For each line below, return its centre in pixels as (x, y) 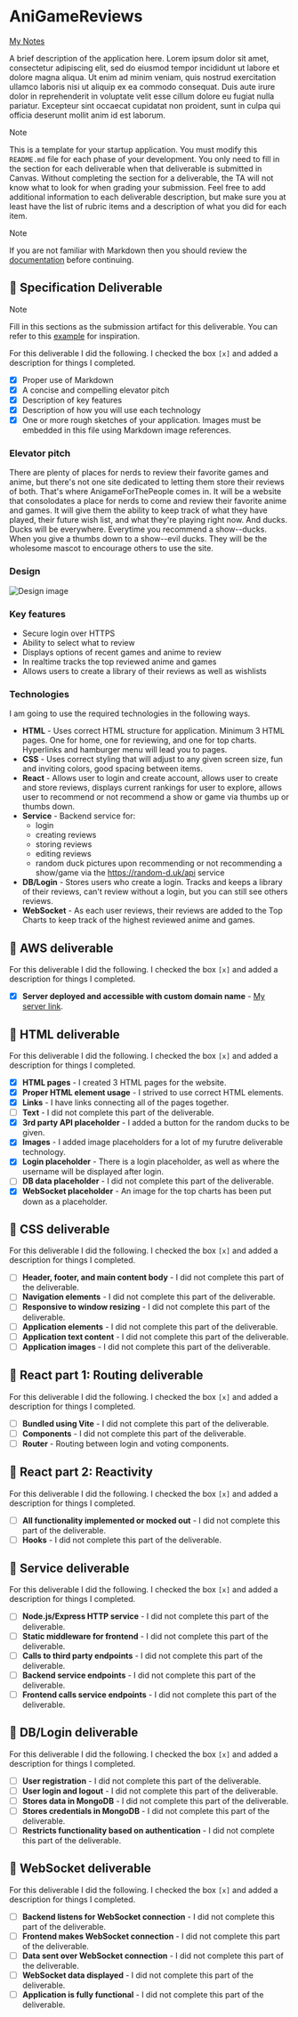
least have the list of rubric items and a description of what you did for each (148, 206)
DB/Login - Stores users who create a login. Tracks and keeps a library (152, 882)
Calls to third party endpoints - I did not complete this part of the (142, 1655)
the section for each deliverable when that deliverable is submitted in (136, 168)
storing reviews (64, 844)
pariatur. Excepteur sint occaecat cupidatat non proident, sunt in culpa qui (145, 105)
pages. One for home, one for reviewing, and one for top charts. (139, 740)
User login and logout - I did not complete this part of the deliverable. (150, 1791)
